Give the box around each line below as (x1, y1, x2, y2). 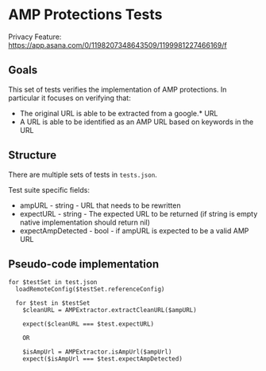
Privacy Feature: (8, 32, 62, 41)
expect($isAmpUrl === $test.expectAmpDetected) (22, 355, 183, 363)
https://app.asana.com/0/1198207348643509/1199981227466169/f (8, 40, 228, 49)
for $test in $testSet (15, 299, 91, 307)
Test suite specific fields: (8, 185, 90, 194)
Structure (8, 149, 57, 162)
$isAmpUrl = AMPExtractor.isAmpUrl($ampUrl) (22, 348, 172, 356)
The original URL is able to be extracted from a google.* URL (19, 108, 218, 118)
